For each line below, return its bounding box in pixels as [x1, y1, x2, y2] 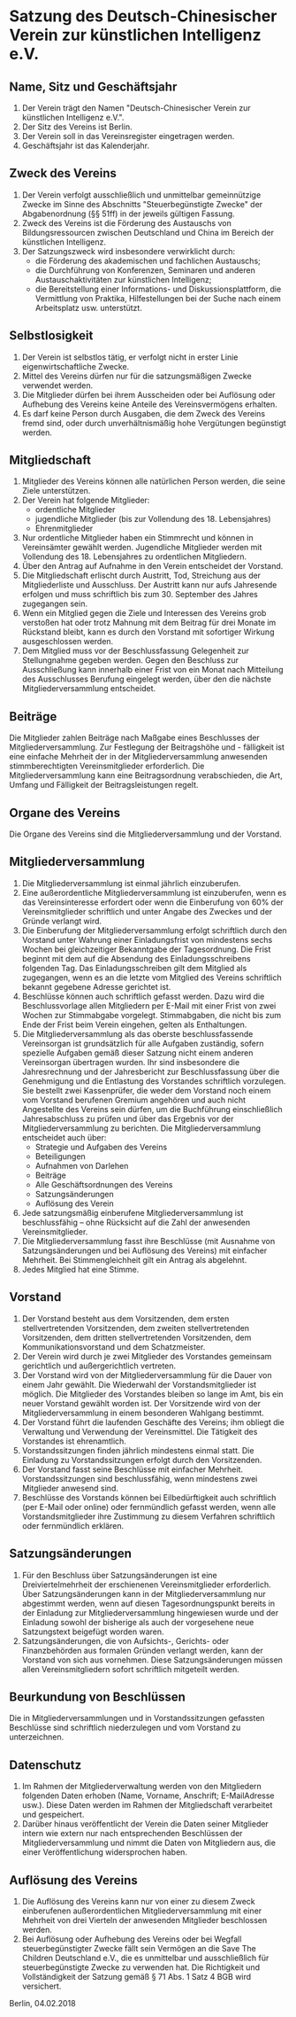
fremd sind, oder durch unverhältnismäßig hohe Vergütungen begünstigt [21, 417, 287, 428]
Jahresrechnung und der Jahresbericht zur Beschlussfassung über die [21, 1066, 280, 1077]
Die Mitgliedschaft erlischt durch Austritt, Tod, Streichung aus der [21, 570, 262, 581]
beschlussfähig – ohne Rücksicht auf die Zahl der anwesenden [21, 1217, 251, 1227]
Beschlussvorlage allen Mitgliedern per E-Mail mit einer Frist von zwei [21, 1000, 277, 1011]
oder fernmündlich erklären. [21, 1520, 125, 1530]
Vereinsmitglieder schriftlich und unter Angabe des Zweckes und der [21, 906, 273, 916]
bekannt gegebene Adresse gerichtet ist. [21, 981, 171, 992]
